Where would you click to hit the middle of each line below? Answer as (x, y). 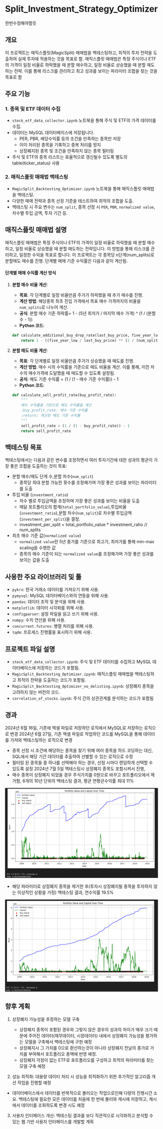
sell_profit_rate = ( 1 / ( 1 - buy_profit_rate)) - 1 (75, 426)
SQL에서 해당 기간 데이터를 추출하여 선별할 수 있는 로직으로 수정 (73, 756)
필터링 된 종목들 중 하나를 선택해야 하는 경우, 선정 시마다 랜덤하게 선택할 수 (82, 762)
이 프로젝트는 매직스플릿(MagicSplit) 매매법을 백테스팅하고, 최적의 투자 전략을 (79, 53)
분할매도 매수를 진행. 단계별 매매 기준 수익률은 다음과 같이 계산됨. (66, 261)
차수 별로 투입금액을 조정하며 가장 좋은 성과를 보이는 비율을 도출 (79, 501)
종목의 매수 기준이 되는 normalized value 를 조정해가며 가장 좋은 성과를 (86, 554)
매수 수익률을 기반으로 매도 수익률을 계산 (57, 405)
